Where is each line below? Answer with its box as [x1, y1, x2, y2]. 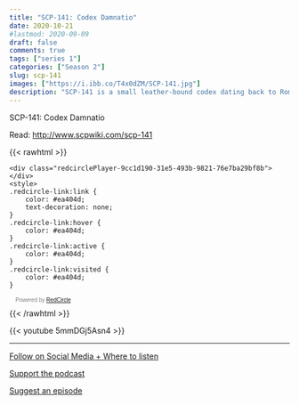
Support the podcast [9, 368, 85, 378]
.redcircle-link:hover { [9, 218, 101, 227]
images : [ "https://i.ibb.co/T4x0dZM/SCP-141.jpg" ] [9, 79, 201, 88]
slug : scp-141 [9, 71, 62, 80]
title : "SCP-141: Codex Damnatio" [9, 12, 138, 22]
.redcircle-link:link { [9, 187, 98, 196]
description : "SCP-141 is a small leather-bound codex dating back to [9, 87, 277, 96]
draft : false [9, 37, 58, 47]
